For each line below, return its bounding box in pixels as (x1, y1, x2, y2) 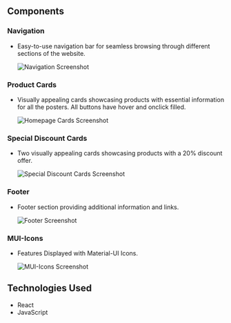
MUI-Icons (7, 233, 43, 243)
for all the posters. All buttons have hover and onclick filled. (17, 103, 186, 111)
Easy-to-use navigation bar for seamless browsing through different (17, 41, 210, 50)
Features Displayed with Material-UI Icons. (17, 248, 139, 257)
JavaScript (17, 308, 48, 316)
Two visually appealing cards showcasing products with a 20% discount (17, 149, 223, 157)
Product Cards (7, 79, 57, 89)
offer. (17, 157, 33, 165)
